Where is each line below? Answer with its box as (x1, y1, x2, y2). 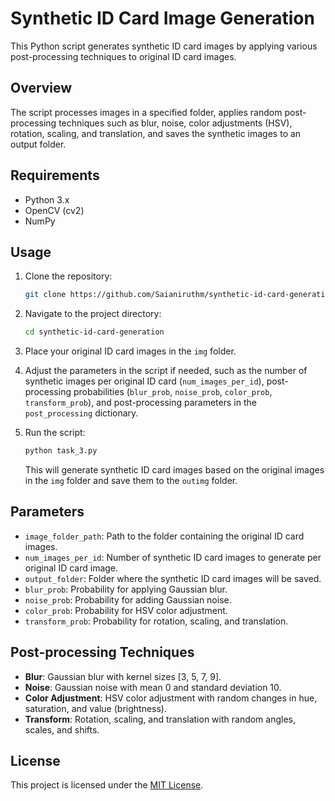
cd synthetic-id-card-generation (24, 327, 165, 337)
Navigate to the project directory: (24, 308, 162, 320)
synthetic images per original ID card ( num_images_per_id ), (24, 375, 265, 387)
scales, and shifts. (24, 723, 100, 736)
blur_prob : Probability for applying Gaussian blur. (24, 583, 228, 595)
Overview (10, 80, 73, 97)
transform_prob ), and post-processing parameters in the (24, 397, 257, 409)
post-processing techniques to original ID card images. (10, 50, 237, 62)
